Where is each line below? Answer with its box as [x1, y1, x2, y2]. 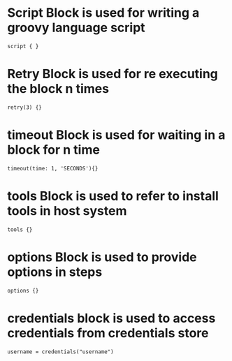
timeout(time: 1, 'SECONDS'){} [7, 165, 99, 172]
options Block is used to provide [7, 249, 197, 265]
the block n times [7, 81, 110, 97]
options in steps [7, 264, 103, 280]
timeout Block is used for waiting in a [7, 127, 226, 143]
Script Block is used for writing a [7, 5, 200, 21]
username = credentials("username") [7, 348, 114, 355]
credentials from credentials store [7, 325, 209, 341]
